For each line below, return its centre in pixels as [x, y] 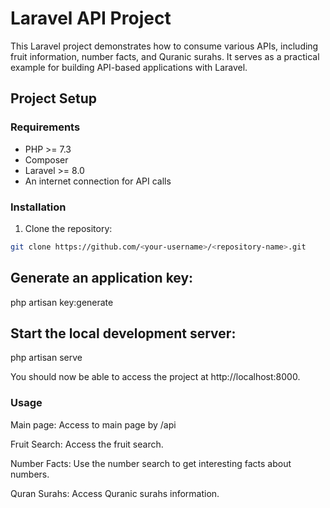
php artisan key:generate [62, 302]
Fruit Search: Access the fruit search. [87, 444]
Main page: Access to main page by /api [93, 424]
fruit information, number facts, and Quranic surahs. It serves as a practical [165, 56]
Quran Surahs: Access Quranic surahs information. [115, 493]
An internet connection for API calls [98, 181]
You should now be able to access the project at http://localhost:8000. [155, 377]
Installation [38, 207]
